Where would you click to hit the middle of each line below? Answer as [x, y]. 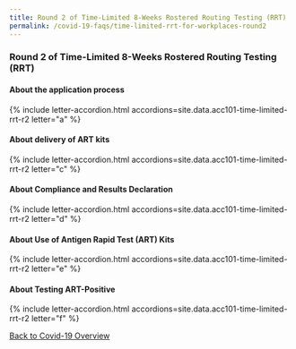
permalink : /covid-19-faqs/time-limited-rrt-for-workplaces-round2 [138, 26]
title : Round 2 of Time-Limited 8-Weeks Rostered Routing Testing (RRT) [148, 17]
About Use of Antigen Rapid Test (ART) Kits [92, 239]
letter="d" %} [56, 219]
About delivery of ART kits [60, 140]
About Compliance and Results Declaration [91, 190]
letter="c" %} [56, 169]
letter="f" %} [55, 319]
